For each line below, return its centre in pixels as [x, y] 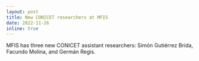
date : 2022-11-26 [28, 23]
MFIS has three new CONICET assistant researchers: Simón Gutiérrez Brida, [99, 45]
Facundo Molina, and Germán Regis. [51, 52]
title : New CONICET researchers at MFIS [57, 17]
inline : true [22, 28]
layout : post [22, 12]
